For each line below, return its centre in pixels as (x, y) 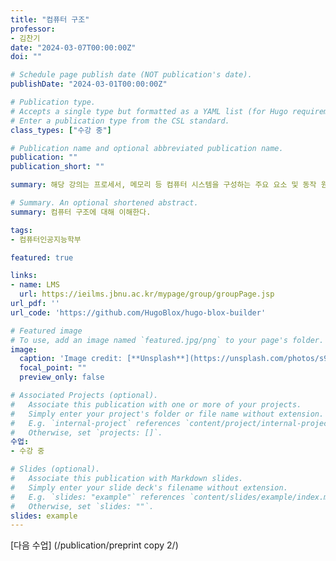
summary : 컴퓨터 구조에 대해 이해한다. (81, 212)
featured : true (42, 257)
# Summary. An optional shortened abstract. (104, 203)
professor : (33, 29)
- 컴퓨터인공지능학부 (46, 239)
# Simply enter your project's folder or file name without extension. (167, 414)
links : (24, 276)
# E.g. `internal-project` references (96, 423)
